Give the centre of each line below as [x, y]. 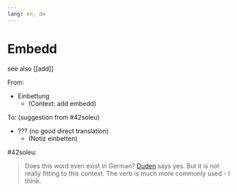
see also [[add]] [31, 69]
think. [33, 180]
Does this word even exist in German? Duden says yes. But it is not [122, 166]
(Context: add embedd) [62, 103]
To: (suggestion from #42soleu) [54, 117]
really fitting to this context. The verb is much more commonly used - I [127, 173]
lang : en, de [27, 14]
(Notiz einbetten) [53, 138]
